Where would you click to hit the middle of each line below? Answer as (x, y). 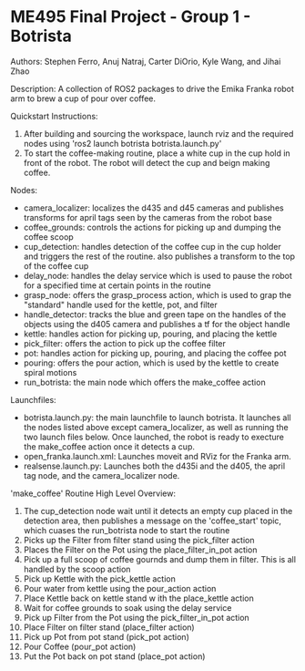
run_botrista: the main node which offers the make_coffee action (145, 382)
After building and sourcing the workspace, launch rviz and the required (158, 133)
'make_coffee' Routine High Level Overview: (93, 493)
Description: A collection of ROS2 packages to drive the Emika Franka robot (152, 88)
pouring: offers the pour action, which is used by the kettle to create (151, 363)
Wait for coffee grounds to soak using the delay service (127, 607)
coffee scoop (48, 237)
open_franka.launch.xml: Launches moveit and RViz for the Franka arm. (158, 456)
